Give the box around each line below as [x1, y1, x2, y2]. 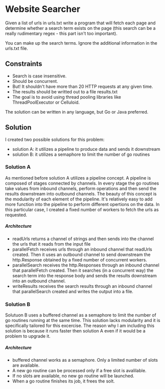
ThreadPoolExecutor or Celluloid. [12, 99, 80, 105]
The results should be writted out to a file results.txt [12, 88, 118, 95]
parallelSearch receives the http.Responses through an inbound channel [12, 262, 160, 268]
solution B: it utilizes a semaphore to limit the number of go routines [12, 151, 150, 157]
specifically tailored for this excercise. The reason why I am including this [5, 323, 155, 328]
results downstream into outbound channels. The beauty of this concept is [5, 191, 157, 196]
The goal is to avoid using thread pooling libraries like [12, 94, 121, 100]
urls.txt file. [5, 45, 28, 51]
